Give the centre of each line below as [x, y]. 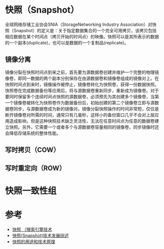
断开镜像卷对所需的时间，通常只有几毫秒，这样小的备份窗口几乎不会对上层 [80, 115]
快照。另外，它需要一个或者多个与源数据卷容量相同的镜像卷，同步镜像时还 [84, 127]
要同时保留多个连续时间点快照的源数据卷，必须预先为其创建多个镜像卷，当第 [82, 96]
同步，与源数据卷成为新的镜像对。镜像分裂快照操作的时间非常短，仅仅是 [86, 109]
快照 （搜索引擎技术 [32, 229]
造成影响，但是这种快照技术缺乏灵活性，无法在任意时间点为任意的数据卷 [82, 121]
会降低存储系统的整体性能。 [33, 133]
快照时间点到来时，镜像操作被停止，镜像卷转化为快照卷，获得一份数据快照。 [82, 84]
